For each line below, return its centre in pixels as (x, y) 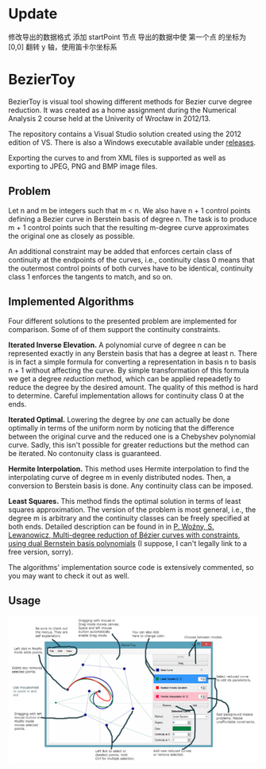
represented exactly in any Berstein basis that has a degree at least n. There (133, 353)
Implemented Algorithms (71, 302)
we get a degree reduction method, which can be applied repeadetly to (124, 378)
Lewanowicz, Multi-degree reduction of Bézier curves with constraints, (124, 535)
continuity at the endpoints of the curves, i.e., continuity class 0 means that (132, 260)
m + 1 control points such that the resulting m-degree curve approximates (129, 227)
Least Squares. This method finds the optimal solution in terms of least (125, 501)
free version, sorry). (41, 552)
